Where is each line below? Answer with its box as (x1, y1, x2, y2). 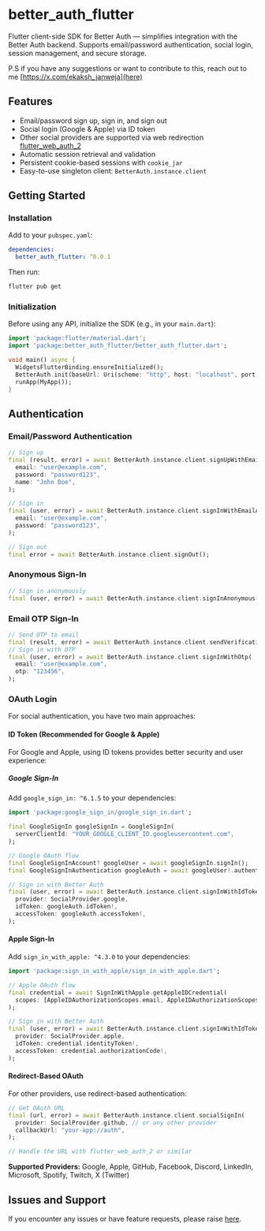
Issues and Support (8, 1193, 106, 1207)
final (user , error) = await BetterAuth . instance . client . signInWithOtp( (8, 653, 252, 661)
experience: (8, 755, 47, 765)
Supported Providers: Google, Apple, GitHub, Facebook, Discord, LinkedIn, (8, 1162, 254, 1172)
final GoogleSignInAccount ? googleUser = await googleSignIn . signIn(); (8, 859, 248, 867)
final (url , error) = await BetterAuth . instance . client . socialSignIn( (8, 1111, 245, 1119)
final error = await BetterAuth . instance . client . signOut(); (8, 550, 211, 558)
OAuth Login (8, 693, 58, 704)
